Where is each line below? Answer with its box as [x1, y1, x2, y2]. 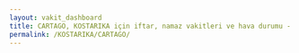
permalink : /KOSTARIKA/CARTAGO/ [9, 30, 130, 39]
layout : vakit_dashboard [9, 13, 102, 22]
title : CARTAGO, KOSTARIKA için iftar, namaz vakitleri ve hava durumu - [9, 22, 292, 31]
